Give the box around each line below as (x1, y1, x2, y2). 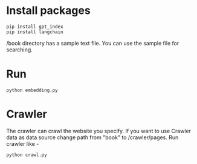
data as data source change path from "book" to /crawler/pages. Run (6, 134, 179, 141)
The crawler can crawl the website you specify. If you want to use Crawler (6, 127, 192, 134)
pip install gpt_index (6, 24, 63, 30)
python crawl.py (6, 152, 47, 158)
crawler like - (6, 140, 39, 147)
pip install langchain (6, 28, 63, 35)
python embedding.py (6, 87, 59, 93)
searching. (6, 46, 33, 53)
